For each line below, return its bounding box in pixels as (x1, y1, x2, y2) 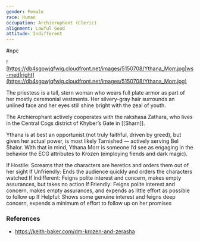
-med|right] (6, 71, 35, 79)
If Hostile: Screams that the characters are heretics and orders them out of (6, 162, 189, 169)
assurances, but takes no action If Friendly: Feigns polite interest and (6, 181, 176, 188)
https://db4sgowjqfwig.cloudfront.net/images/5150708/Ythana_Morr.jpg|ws (8, 65, 194, 72)
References (6, 215, 40, 223)
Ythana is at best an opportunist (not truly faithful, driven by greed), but (6, 132, 182, 139)
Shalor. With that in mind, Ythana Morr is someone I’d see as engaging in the (6, 144, 193, 151)
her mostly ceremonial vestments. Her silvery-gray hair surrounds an (6, 96, 175, 103)
